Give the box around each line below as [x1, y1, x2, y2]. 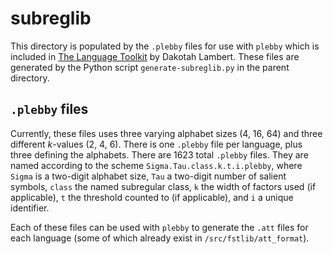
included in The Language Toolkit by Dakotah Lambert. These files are [10, 50, 300, 62]
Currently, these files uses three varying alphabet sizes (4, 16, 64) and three [10, 127, 323, 139]
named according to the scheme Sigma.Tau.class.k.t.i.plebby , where [10, 159, 303, 171]
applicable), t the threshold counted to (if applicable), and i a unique [10, 191, 294, 203]
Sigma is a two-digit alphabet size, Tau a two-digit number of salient [10, 170, 287, 182]
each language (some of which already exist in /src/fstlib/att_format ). [10, 232, 310, 244]
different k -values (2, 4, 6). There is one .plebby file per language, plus [10, 138, 303, 150]
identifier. [10, 202, 50, 214]
